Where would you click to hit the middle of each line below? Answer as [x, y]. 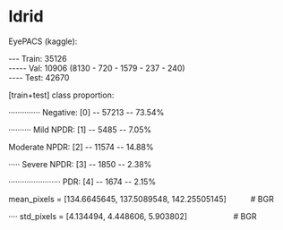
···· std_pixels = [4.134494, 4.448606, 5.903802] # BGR [133, 216]
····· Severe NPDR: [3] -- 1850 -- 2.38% [80, 164]
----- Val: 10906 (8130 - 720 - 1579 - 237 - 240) [97, 68]
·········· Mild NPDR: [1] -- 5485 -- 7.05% [80, 129]
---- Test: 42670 [39, 77]
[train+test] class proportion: [61, 95]
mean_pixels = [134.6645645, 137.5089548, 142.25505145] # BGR [141, 199]
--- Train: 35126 [38, 58]
